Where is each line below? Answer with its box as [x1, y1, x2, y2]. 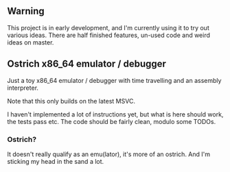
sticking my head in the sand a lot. [7, 157, 104, 165]
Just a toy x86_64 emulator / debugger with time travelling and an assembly [7, 76, 222, 84]
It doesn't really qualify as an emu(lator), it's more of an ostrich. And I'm [7, 150, 211, 158]
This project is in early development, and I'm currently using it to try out [7, 23, 209, 32]
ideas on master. [7, 38, 54, 47]
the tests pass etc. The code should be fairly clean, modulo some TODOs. [7, 117, 216, 125]
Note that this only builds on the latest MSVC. [7, 97, 136, 105]
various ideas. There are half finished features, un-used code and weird [7, 31, 211, 39]
